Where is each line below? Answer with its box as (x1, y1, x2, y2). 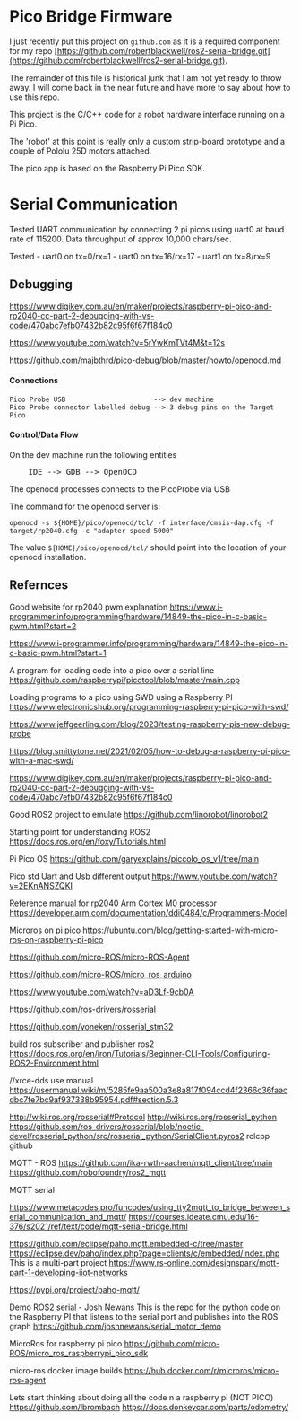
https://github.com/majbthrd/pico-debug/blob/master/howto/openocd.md (9, 355, 282, 365)
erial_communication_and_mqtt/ (9, 1211, 127, 1222)
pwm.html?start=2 (9, 620, 77, 631)
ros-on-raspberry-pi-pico (9, 934, 104, 944)
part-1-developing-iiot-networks (9, 1267, 128, 1277)
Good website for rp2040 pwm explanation (9, 601, 168, 612)
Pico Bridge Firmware (9, 6, 173, 27)
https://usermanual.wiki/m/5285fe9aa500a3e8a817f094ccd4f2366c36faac (9, 1084, 288, 1095)
